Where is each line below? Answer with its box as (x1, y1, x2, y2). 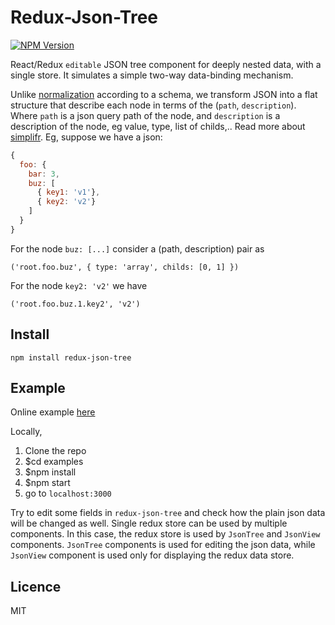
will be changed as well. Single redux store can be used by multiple (10, 517, 288, 530)
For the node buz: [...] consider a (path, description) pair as (10, 242, 265, 255)
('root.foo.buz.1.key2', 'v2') (10, 299, 141, 309)
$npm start (24, 477, 71, 489)
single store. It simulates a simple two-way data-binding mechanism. (10, 69, 294, 81)
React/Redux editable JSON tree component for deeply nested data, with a (10, 58, 322, 70)
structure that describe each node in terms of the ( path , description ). (10, 99, 297, 111)
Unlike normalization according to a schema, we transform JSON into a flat (10, 88, 318, 100)
